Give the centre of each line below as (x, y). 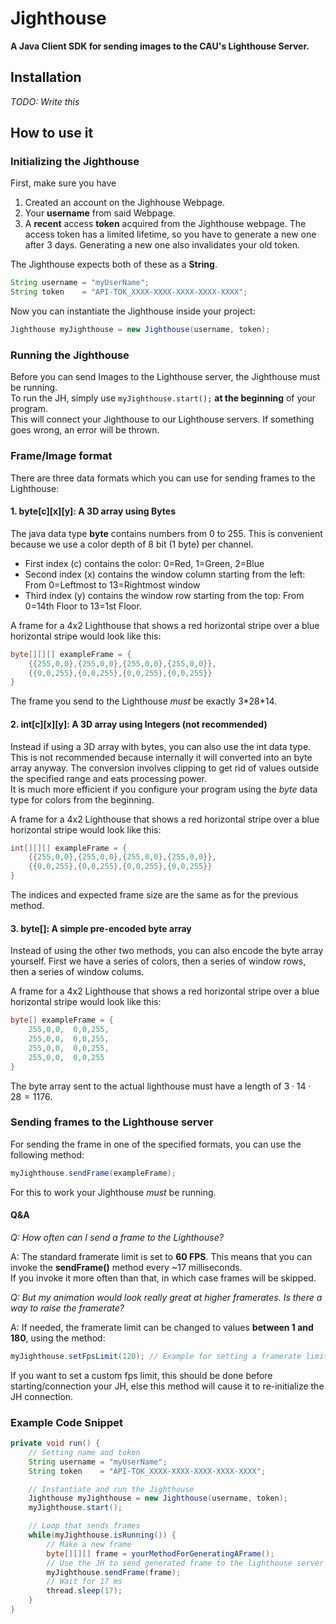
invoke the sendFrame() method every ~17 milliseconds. (126, 1267)
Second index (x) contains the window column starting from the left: (165, 574)
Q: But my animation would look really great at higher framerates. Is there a (166, 1297)
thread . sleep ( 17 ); (84, 1591)
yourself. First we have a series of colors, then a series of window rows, (158, 961)
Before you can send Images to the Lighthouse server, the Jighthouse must (165, 377)
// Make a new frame (89, 1544)
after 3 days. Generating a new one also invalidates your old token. (162, 245)
